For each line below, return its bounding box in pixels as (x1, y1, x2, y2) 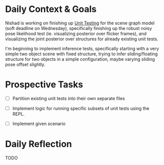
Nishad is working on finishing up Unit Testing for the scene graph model (5, 20, 155, 26)
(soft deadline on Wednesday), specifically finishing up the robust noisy (5, 25, 153, 31)
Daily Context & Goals (5, 3, 97, 15)
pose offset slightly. (5, 61, 46, 67)
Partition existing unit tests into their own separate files (12, 95, 125, 101)
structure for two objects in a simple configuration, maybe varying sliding (5, 56, 155, 62)
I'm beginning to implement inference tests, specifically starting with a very (5, 45, 159, 51)
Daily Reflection (5, 139, 72, 150)
